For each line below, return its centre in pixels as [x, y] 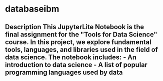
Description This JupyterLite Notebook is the [75, 27]
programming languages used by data [64, 72]
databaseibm [32, 9]
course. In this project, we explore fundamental [78, 42]
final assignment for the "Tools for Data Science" [81, 34]
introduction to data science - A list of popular [76, 65]
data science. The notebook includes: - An [71, 57]
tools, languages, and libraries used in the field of [81, 49]
